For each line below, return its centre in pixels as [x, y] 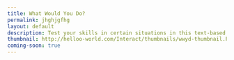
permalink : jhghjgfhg [39, 20]
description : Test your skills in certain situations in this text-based [117, 33]
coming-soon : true [34, 46]
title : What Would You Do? [46, 13]
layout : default [31, 26]
